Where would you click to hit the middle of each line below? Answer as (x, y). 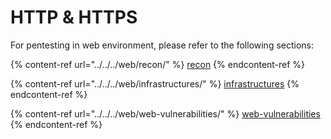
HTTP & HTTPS (74, 17)
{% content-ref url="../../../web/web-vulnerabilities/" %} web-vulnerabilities (165, 113)
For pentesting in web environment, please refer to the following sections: (162, 45)
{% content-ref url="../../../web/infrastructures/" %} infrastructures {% (155, 83)
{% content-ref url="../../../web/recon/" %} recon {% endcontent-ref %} (158, 64)
